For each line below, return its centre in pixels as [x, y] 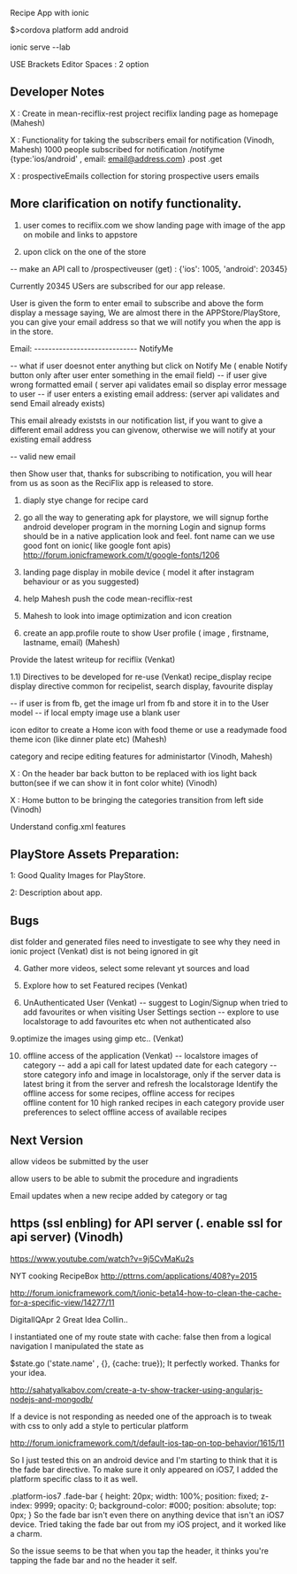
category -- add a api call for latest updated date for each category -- [150, 1065]
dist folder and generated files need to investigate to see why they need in [145, 942]
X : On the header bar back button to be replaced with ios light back [133, 773]
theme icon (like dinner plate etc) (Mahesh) [88, 739]
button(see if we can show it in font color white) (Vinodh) [114, 783]
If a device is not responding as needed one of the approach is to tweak [141, 1416]
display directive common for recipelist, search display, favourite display [141, 686]
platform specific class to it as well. [74, 1478]
